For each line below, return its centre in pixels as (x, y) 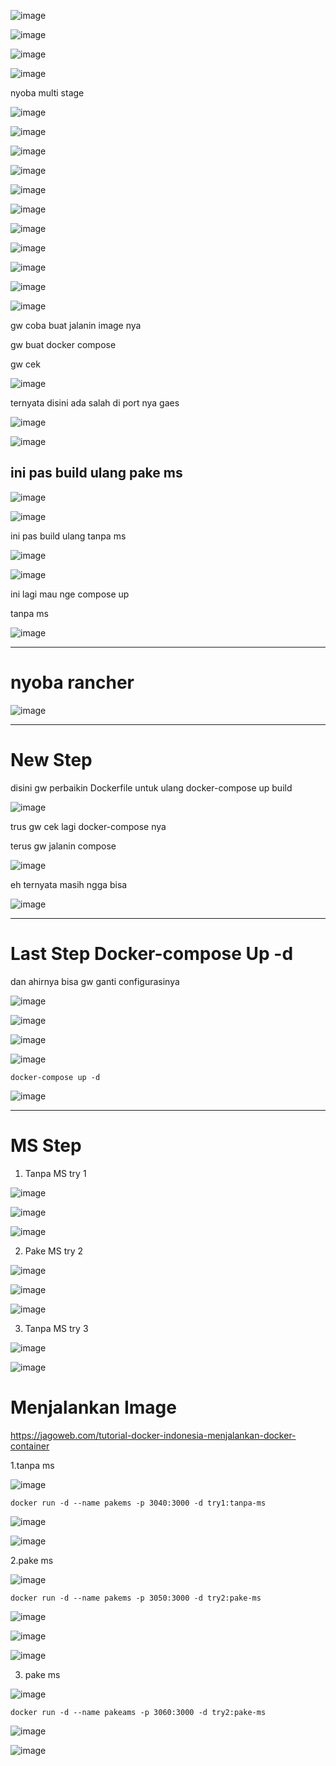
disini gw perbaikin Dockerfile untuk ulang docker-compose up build (151, 787)
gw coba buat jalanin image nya (76, 325)
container (30, 1446)
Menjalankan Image (93, 1407)
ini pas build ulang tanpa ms (68, 536)
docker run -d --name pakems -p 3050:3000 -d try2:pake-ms (136, 1598)
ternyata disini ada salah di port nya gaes (95, 403)
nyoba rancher (72, 682)
